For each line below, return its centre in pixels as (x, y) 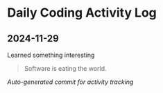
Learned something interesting (51, 55)
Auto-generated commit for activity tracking (70, 82)
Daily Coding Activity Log (82, 13)
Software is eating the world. (65, 68)
